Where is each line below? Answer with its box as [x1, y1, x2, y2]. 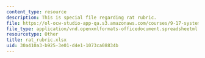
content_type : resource [6, 8, 67, 15]
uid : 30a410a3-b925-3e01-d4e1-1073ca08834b [6, 43, 119, 49]
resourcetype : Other [6, 31, 59, 37]
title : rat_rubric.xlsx [6, 37, 67, 43]
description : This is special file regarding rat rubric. [6, 14, 157, 21]
